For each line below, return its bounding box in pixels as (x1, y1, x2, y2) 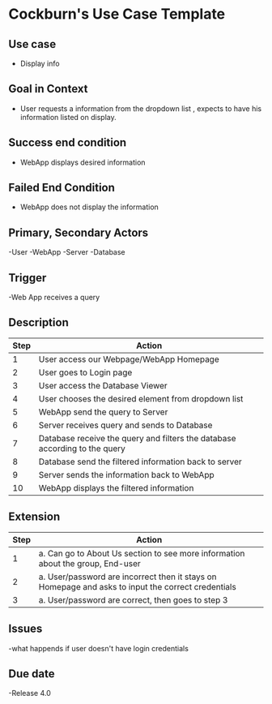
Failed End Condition (8, 181, 116, 195)
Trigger (8, 271, 47, 285)
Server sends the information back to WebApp (38, 469, 215, 480)
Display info (19, 58, 60, 68)
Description (8, 316, 69, 329)
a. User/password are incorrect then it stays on (38, 571, 217, 582)
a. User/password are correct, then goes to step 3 (38, 594, 228, 605)
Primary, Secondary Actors (8, 225, 149, 239)
